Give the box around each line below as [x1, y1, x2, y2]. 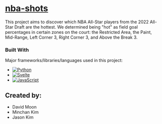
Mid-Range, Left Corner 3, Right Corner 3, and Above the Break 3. [5, 34, 138, 40]
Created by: [5, 91, 42, 99]
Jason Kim [12, 114, 34, 120]
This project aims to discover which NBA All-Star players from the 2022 [5, 19, 149, 25]
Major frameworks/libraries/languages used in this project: [5, 58, 123, 63]
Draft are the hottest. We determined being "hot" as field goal [14, 24, 138, 30]
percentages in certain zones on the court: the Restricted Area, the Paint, [5, 29, 152, 35]
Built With [5, 46, 29, 53]
